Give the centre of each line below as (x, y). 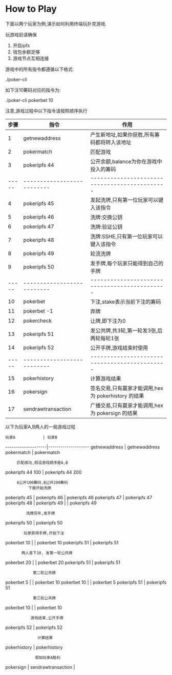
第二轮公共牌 (44, 573)
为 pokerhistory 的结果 (117, 396)
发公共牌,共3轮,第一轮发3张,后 (126, 330)
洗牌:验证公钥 (106, 227)
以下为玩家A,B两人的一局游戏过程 (40, 427)
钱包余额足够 (26, 52)
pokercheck (38, 321)
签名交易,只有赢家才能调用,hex (127, 388)
